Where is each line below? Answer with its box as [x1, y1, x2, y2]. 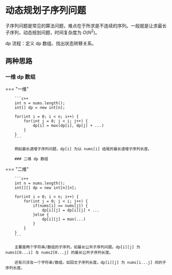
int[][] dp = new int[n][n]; [14, 185, 77, 190]
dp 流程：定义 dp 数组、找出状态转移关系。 [5, 40, 97, 46]
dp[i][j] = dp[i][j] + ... [41, 208, 100, 213]
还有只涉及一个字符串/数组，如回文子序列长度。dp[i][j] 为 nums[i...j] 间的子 [14, 260, 166, 265]
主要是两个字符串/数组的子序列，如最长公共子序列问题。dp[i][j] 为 [14, 245, 141, 250]
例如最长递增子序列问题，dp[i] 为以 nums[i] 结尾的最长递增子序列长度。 [14, 147, 152, 152]
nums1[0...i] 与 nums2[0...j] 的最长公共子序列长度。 [5, 250, 113, 256]
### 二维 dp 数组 [14, 156, 49, 162]
